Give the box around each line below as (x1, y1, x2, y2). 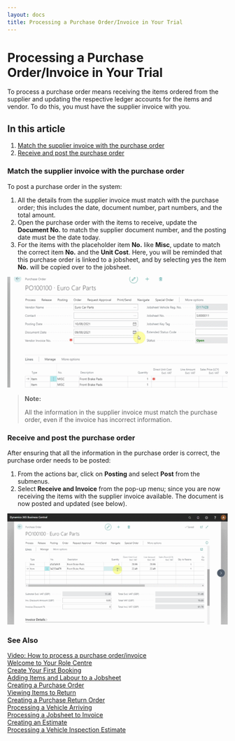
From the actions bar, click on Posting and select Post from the (17, 470, 201, 479)
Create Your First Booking (7, 666, 82, 675)
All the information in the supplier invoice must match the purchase (24, 408, 218, 416)
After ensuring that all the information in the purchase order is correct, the (7, 449, 220, 458)
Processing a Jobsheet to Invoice (7, 711, 104, 719)
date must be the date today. (17, 233, 101, 241)
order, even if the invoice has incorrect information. (24, 416, 173, 424)
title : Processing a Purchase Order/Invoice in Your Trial (7, 18, 183, 26)
